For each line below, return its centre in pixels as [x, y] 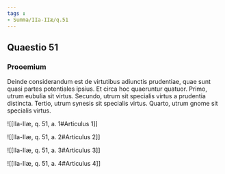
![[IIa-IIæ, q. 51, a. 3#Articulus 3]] [54, 150]
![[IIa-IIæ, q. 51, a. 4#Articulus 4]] [54, 164]
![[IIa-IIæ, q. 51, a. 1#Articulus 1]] [52, 124]
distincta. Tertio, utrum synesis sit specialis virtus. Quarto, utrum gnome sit [112, 104]
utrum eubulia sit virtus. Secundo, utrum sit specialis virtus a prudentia [107, 96]
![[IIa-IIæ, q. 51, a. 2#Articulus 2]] [54, 137]
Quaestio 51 [33, 47]
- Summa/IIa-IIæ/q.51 [38, 20]
